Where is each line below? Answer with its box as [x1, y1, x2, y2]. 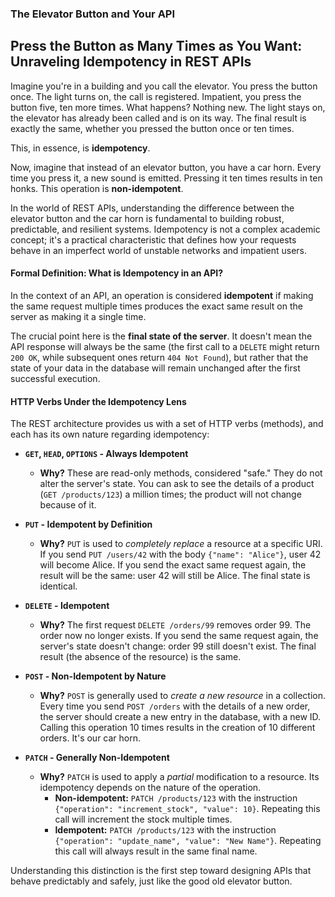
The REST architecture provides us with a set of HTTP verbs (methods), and [10, 418, 324, 430]
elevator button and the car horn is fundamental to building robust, [10, 212, 285, 224]
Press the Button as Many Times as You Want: [10, 38, 303, 55]
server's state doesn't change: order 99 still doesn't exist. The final [39, 640, 317, 652]
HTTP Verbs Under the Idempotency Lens [10, 395, 187, 407]
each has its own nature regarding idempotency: [10, 428, 210, 441]
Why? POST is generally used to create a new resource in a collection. [39, 690, 326, 702]
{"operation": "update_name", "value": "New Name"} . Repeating [54, 835, 322, 847]
